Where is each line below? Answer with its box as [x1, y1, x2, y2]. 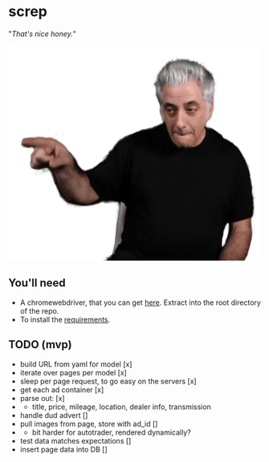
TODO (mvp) [8, 338, 72, 351]
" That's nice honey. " [8, 29, 76, 38]
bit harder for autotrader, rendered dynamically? [31, 428, 191, 437]
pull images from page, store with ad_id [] [19, 419, 158, 428]
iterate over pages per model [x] [19, 367, 127, 377]
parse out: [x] [19, 393, 66, 403]
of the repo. [19, 306, 59, 315]
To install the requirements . [19, 314, 111, 324]
